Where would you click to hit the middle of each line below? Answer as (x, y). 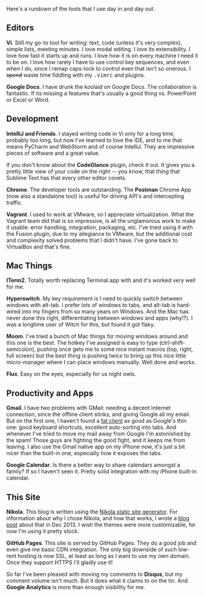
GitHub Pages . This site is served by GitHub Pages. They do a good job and (101, 543)
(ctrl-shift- (172, 343)
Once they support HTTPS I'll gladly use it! (60, 562)
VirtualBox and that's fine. (39, 247)
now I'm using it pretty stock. (43, 531)
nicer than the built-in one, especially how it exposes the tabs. (84, 453)
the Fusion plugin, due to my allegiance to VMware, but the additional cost (99, 233)
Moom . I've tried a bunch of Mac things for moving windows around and (97, 336)
